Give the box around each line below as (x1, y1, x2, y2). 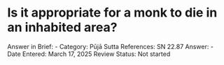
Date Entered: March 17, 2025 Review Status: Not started (7, 50, 171, 58)
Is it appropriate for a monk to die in (7, 5, 218, 21)
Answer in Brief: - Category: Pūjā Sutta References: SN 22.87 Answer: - (7, 42, 213, 50)
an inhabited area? (7, 19, 118, 35)
